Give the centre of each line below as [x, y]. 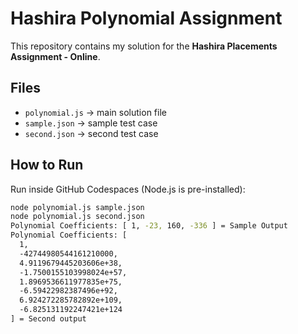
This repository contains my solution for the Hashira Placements [144, 46]
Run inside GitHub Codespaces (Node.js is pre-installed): [128, 189]
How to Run [47, 165]
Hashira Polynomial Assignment [146, 18]
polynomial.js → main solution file [95, 112]
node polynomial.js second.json [77, 217]
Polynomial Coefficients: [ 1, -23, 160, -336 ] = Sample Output [149, 226]
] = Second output [48, 319]
